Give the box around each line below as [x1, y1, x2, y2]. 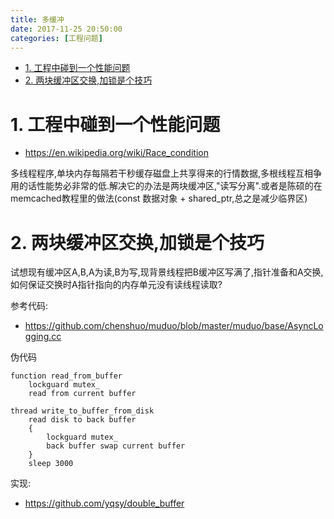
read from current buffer [28, 389, 137, 399]
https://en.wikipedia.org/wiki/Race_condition [24, 147, 209, 159]
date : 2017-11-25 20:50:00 [10, 24, 123, 34]
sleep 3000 [28, 459, 74, 469]
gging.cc [24, 331, 62, 343]
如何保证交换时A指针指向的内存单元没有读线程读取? [10, 279, 223, 291]
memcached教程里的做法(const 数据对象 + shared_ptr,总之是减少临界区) [10, 192, 308, 205]
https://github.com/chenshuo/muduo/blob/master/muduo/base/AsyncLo [24, 320, 324, 332]
